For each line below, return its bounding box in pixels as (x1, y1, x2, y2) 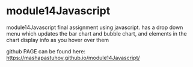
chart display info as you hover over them (6, 36, 109, 43)
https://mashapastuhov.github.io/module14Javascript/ (6, 54, 140, 61)
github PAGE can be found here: (6, 47, 86, 55)
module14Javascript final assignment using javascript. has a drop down (6, 24, 183, 31)
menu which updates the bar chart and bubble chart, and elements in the (6, 30, 188, 37)
